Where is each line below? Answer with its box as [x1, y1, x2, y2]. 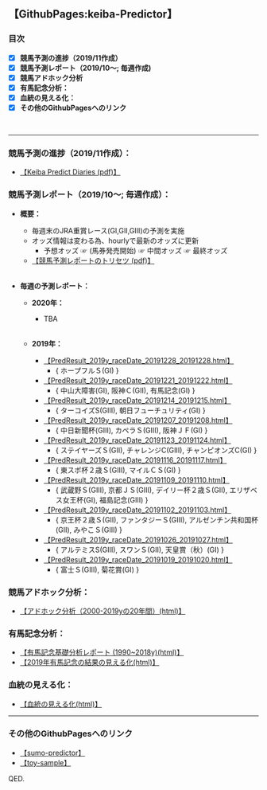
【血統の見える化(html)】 [19, 699, 103, 709]
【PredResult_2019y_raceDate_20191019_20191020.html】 [43, 554, 233, 564]
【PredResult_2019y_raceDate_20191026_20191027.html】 [43, 534, 233, 544]
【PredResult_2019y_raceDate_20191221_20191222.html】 [43, 375, 233, 385]
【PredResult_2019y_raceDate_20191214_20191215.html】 [43, 395, 232, 405]
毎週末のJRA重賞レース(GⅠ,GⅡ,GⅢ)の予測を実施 [31, 225, 185, 235]
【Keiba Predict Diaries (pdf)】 [19, 167, 121, 177]
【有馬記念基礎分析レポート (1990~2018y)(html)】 [19, 647, 184, 657]
